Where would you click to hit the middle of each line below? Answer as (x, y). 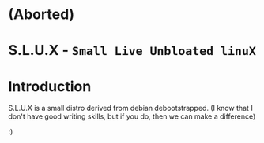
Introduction (50, 86)
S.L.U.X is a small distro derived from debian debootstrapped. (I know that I (130, 108)
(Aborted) (41, 15)
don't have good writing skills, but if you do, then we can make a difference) (132, 116)
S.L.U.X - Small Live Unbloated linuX (132, 51)
